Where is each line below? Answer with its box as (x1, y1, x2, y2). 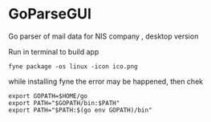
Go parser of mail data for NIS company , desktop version (8, 31, 199, 41)
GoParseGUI (8, 5, 92, 23)
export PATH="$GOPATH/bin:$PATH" (8, 99, 120, 107)
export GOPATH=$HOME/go (8, 91, 88, 100)
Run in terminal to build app (8, 47, 99, 56)
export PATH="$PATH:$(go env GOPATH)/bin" (8, 106, 152, 114)
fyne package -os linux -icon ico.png (8, 62, 138, 71)
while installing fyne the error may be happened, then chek (8, 76, 203, 86)
